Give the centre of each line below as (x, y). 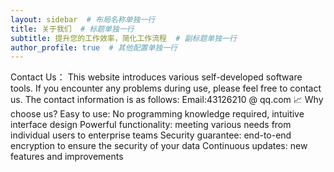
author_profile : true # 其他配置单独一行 (94, 47)
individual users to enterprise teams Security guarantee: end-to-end (151, 135)
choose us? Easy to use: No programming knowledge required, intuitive (157, 114)
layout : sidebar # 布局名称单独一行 (83, 19)
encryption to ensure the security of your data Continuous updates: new (159, 146)
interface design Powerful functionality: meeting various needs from (151, 125)
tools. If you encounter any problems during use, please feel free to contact (166, 88)
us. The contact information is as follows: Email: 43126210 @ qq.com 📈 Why (167, 100)
